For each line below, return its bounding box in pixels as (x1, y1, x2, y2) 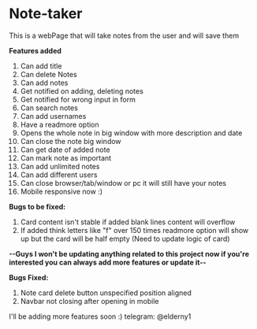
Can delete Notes (20, 69, 77, 79)
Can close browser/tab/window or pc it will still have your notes (20, 178, 227, 187)
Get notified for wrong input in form (20, 94, 136, 104)
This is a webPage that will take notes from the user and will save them (9, 31, 240, 40)
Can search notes (20, 103, 78, 113)
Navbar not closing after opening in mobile (20, 296, 159, 305)
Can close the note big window (20, 136, 121, 146)
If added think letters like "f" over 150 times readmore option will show (20, 225, 249, 235)
